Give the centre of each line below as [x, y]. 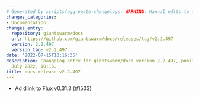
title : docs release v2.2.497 [44, 72]
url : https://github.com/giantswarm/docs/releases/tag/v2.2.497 [92, 39]
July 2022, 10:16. [34, 66]
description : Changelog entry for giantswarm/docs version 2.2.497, [92, 61]
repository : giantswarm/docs [47, 34]
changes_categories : [32, 17]
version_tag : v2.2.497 [39, 50]
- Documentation [26, 22]
